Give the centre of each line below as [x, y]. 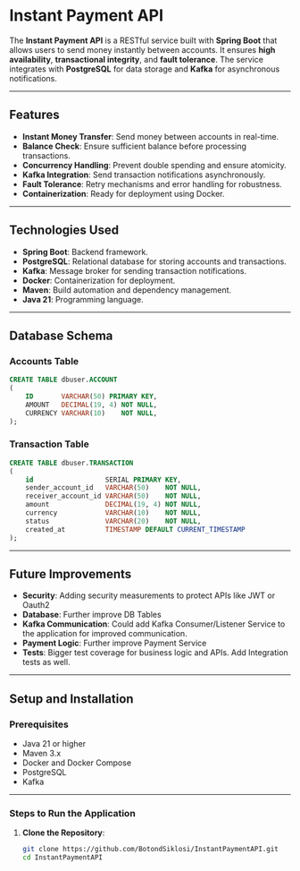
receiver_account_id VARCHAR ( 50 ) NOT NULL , [113, 496]
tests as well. [46, 662]
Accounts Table [44, 361]
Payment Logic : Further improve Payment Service [114, 643]
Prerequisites [39, 724]
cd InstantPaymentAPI [62, 858]
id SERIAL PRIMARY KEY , [103, 480]
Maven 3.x [42, 754]
